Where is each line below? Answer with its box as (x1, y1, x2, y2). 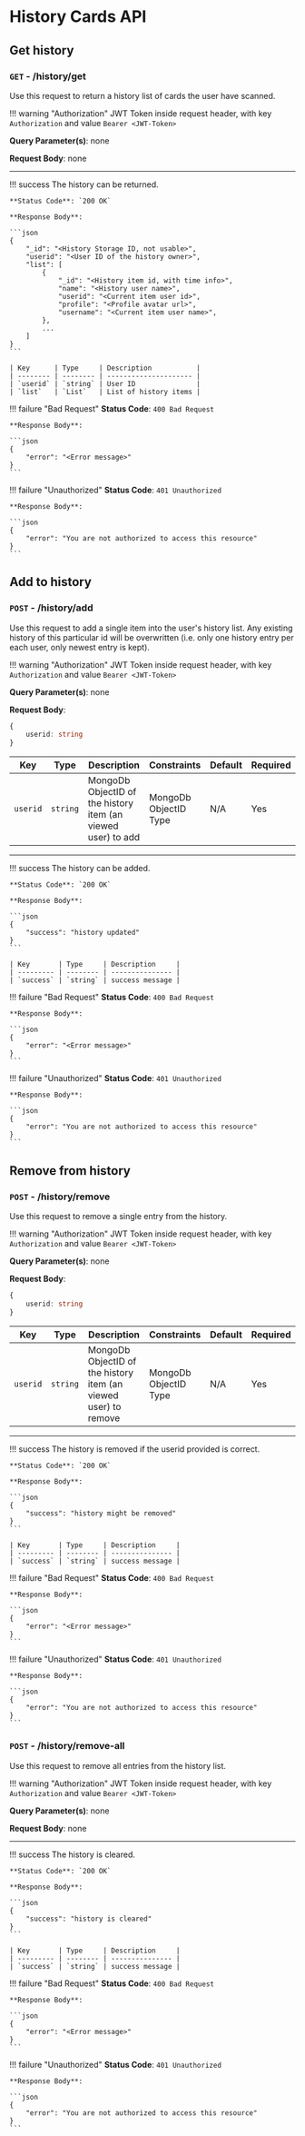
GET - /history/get (9, 70, 86, 83)
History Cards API (9, 6, 147, 27)
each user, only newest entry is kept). (9, 641, 150, 652)
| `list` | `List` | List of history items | (9, 387, 202, 396)
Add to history (9, 574, 93, 590)
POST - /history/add (9, 601, 93, 614)
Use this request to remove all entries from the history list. (9, 1760, 227, 1771)
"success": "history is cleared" (25, 1914, 152, 1923)
